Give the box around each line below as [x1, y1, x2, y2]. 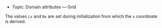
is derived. [5, 19, 26, 24]
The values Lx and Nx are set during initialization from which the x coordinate [5, 14, 158, 19]
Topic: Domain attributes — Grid [12, 4, 76, 10]
